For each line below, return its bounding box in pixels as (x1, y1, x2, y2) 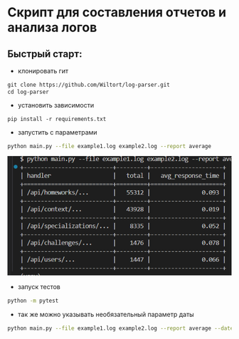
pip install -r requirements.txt (7, 115, 107, 122)
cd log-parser (7, 88, 50, 95)
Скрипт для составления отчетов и (7, 4, 227, 21)
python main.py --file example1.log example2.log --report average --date (7, 325, 234, 332)
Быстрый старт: (7, 48, 83, 60)
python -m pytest (7, 297, 59, 305)
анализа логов (7, 19, 97, 36)
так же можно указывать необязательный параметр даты (17, 311, 194, 319)
